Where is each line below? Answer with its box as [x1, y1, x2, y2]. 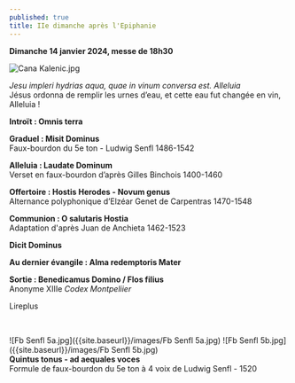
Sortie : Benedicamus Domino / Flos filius [9, 274, 164, 285]
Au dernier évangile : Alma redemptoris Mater [9, 256, 182, 267]
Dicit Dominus [9, 239, 62, 250]
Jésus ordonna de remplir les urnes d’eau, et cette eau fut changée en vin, [9, 90, 282, 100]
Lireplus [9, 301, 39, 311]
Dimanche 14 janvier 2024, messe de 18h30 [9, 45, 174, 56]
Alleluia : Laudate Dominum [9, 160, 113, 170]
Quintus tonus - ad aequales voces [9, 354, 140, 364]
